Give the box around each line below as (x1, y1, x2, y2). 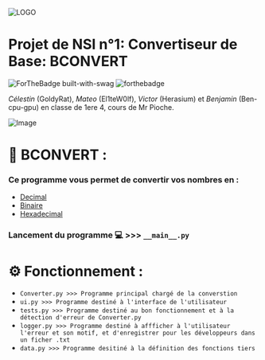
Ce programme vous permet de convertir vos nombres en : (8, 174, 240, 186)
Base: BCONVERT (8, 53, 129, 71)
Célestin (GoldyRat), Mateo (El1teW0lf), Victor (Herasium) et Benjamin (8, 94, 237, 104)
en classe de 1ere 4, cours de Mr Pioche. (41, 102, 174, 112)
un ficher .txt (19, 336, 71, 344)
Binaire (19, 201, 44, 210)
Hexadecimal (19, 209, 64, 219)
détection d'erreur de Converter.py (19, 314, 142, 322)
